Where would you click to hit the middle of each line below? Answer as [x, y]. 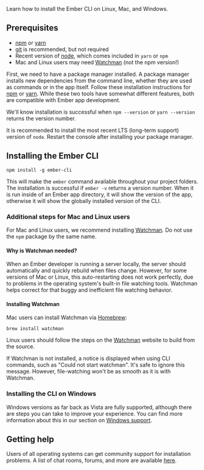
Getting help [30, 439]
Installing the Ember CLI [52, 156]
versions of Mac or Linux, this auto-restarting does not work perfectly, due [100, 277]
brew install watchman [35, 329]
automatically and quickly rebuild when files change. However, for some [97, 271]
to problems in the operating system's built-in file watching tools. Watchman [102, 284]
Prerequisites [32, 28]
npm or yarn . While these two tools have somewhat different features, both [100, 94]
